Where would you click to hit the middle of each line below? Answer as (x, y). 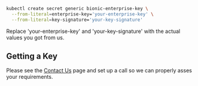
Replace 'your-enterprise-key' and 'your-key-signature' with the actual (93, 31)
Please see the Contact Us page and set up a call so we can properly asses (99, 70)
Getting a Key (32, 56)
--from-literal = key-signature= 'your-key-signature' (77, 20)
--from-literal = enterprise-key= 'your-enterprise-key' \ (83, 14)
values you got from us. (35, 37)
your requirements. (30, 77)
